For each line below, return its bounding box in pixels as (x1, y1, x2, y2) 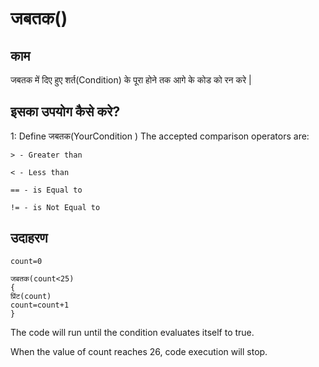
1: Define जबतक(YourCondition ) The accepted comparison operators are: (10, 130, 310, 142)
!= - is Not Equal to (10, 202, 101, 212)
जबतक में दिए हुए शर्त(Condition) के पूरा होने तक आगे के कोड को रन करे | (10, 74, 252, 86)
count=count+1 (10, 300, 70, 310)
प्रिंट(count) (10, 291, 52, 301)
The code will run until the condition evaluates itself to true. (10, 326, 255, 338)
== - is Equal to (10, 185, 83, 195)
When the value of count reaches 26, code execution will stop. (10, 345, 268, 357)
